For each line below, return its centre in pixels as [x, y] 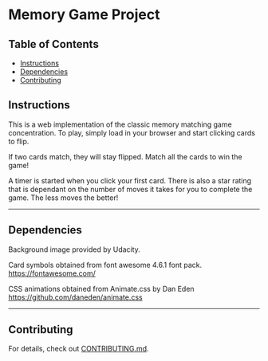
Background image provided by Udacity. [75, 249]
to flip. [19, 141]
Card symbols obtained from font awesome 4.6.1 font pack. [105, 265]
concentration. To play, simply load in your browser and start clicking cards [132, 132]
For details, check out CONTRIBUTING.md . [79, 349]
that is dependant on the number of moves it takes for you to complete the [130, 189]
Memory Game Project [84, 15]
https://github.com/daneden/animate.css [75, 297]
